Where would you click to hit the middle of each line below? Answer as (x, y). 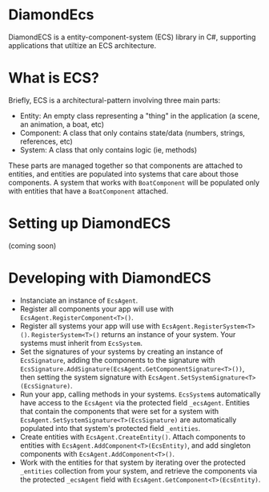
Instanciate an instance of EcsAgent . (79, 300)
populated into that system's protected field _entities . (110, 428)
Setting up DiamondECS (90, 224)
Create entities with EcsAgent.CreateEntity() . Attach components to (132, 437)
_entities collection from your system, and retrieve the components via (139, 470)
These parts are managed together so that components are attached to (125, 165)
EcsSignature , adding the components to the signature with (117, 360)
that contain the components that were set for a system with (119, 411)
